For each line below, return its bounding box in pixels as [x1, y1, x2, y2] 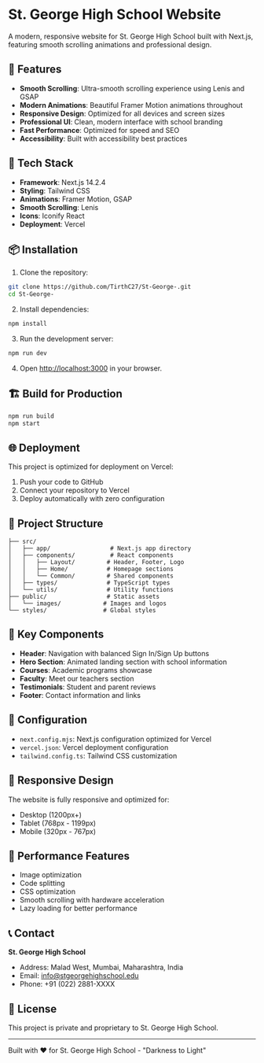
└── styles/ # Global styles [8, 607, 156, 615]
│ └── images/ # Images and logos [8, 600, 167, 607]
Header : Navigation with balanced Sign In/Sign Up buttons [19, 648, 210, 658]
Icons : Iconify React [19, 211, 85, 220]
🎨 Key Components [8, 628, 104, 641]
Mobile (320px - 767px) [19, 826, 97, 836]
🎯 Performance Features [8, 849, 130, 862]
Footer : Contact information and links [19, 690, 141, 699]
